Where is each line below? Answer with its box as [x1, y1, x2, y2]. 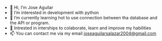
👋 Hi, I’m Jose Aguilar [9, 5, 54, 10]
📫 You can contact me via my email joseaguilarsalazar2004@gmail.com [9, 30, 157, 36]
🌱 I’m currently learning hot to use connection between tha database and [9, 15, 158, 20]
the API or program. [9, 20, 50, 26]
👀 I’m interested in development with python [9, 10, 99, 15]
